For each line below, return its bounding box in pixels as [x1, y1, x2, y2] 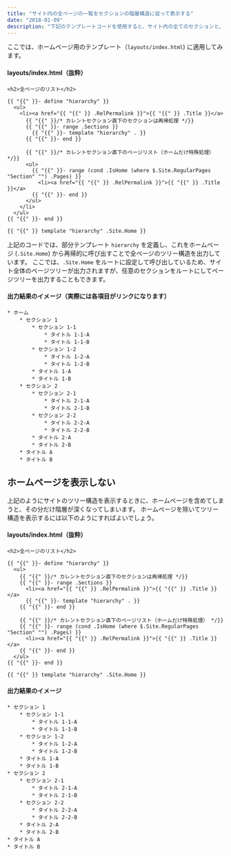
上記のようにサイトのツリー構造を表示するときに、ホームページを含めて [7, 496, 212, 505]
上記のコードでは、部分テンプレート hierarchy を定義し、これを [7, 240, 190, 249]
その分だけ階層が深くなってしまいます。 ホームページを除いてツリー [25, 505, 219, 513]
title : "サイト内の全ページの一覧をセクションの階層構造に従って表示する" [7, 10, 194, 17]
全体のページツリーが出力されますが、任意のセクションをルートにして [12, 266, 212, 275]
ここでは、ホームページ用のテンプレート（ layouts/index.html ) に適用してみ [7, 43, 223, 51]
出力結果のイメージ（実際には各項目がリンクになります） [7, 292, 170, 301]
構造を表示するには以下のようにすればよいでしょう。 [7, 513, 158, 522]
